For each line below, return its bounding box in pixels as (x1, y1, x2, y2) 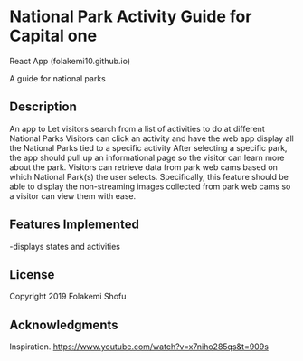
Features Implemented (9, 217, 140, 233)
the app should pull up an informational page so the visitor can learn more (9, 152, 285, 163)
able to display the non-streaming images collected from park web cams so (9, 181, 291, 192)
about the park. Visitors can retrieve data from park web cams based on (9, 161, 279, 173)
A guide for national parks (9, 72, 106, 83)
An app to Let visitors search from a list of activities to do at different (9, 123, 265, 134)
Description (9, 100, 77, 115)
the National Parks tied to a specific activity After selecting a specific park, (9, 142, 288, 153)
